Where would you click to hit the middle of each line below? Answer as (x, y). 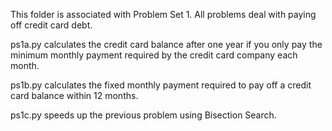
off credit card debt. (51, 25)
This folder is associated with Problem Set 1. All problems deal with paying (163, 14)
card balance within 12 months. (74, 95)
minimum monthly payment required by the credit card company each (154, 55)
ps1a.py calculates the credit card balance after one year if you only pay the (166, 44)
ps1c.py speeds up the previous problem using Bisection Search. (143, 115)
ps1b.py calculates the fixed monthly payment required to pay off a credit (161, 85)
